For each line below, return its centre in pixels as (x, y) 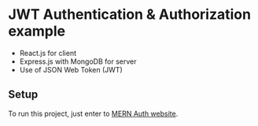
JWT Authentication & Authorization (130, 15)
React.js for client (48, 53)
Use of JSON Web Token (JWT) (71, 69)
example (37, 31)
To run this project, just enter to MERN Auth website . (93, 113)
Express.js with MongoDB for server (78, 61)
